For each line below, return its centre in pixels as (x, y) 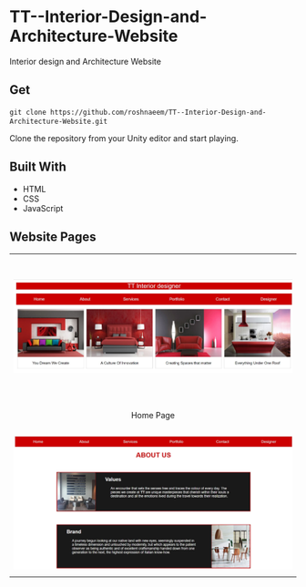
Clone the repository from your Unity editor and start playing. (124, 138)
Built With (38, 167)
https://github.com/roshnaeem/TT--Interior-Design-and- (158, 112)
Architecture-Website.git (58, 121)
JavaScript (43, 208)
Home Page (153, 415)
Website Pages (53, 237)
